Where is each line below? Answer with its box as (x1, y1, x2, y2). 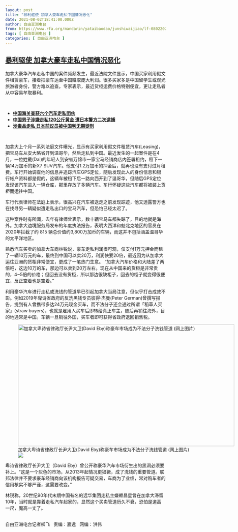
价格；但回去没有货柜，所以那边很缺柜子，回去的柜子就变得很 (31, 271, 161, 277)
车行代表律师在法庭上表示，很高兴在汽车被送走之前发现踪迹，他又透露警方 (5, 199, 161, 205)
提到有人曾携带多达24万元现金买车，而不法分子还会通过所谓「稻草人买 (14, 301, 163, 307)
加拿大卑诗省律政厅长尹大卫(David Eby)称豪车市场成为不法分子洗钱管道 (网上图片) (18, 446, 190, 453)
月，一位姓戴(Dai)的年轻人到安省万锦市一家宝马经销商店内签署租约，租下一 (5, 156, 163, 162)
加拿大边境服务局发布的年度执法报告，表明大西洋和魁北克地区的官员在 (14, 222, 161, 228)
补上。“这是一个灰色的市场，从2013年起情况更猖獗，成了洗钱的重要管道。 (5, 468, 160, 475)
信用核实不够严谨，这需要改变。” (5, 481, 72, 487)
